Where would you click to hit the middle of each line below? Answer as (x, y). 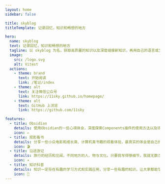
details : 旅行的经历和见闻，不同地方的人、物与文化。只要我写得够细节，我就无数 (86, 156)
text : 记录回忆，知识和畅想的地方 (40, 46)
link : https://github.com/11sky (51, 110)
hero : (11, 37)
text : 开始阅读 (32, 78)
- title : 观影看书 (27, 137)
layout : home (18, 10)
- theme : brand (29, 74)
